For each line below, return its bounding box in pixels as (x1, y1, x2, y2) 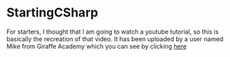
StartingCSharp (6, 5, 98, 21)
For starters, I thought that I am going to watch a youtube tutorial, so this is (6, 27, 219, 36)
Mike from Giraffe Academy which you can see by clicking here (6, 42, 187, 50)
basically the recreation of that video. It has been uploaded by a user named (6, 34, 224, 43)
